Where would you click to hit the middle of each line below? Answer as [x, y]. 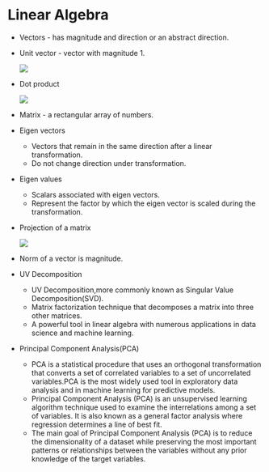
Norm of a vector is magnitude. [71, 258]
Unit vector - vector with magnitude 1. [82, 53]
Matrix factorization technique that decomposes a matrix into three [143, 307]
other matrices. [57, 315]
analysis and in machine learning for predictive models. [123, 389]
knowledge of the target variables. [88, 458]
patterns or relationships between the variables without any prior [139, 450]
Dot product [39, 83]
